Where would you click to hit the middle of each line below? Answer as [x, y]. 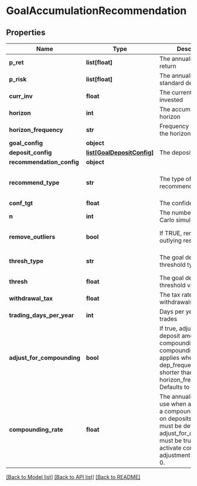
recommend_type [34, 183]
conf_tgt [21, 203]
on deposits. [176, 419]
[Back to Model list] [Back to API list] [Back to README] [73, 477]
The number [176, 213]
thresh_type [26, 261]
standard [172, 83]
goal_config [26, 143]
